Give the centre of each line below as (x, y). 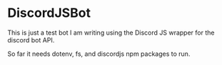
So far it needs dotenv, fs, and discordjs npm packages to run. (99, 54)
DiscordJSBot (49, 13)
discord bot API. (31, 40)
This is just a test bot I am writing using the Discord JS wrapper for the (111, 32)
